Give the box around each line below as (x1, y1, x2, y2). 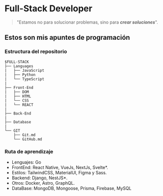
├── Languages (4, 63, 34, 69)
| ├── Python (4, 72, 36, 77)
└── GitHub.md (13, 137, 42, 141)
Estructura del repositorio (4, 48, 67, 55)
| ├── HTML (4, 94, 31, 99)
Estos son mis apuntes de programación (4, 33, 131, 42)
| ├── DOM (4, 89, 29, 94)
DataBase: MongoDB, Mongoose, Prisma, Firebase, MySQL (11, 185, 132, 191)
